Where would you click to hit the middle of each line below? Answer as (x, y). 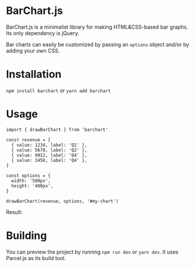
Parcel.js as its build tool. (36, 258)
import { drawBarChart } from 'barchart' (57, 130)
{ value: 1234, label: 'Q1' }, (49, 145)
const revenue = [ (28, 140)
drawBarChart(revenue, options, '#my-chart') (62, 201)
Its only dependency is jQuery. (43, 33)
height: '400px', (32, 186)
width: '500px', (31, 181)
